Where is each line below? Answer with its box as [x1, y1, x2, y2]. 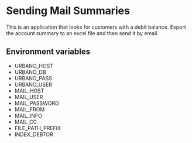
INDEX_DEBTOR [14, 131, 54, 138]
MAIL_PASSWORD [14, 100, 59, 107]
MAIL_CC [14, 118, 37, 125]
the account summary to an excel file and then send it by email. [6, 29, 159, 36]
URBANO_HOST [14, 62, 54, 69]
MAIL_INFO [14, 112, 42, 119]
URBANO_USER [14, 81, 53, 88]
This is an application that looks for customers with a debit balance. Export [6, 23, 186, 30]
